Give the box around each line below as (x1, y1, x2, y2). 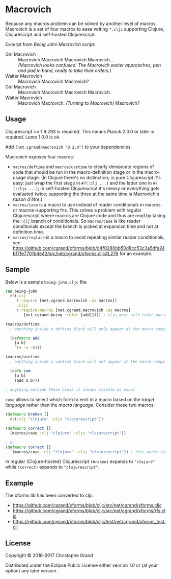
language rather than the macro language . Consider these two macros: (5, 402, 155, 408)
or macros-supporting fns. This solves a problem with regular (12, 207, 141, 213)
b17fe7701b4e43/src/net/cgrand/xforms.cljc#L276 (12, 250, 119, 257)
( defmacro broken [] (5, 412, 49, 417)
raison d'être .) (12, 196, 43, 202)
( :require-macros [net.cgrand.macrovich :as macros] (16, 308, 131, 313)
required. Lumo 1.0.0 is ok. (5, 134, 61, 140)
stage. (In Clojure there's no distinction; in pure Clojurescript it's (27, 174, 161, 180)
